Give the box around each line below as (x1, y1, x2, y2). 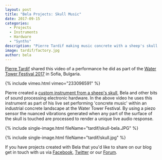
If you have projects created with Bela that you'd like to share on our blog (5, 144, 152, 150)
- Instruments (9, 30, 38, 35)
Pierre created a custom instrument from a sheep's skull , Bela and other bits (5, 90, 158, 96)
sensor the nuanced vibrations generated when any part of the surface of (5, 111, 153, 117)
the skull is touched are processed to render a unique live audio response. (5, 116, 154, 122)
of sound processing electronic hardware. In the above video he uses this (5, 95, 152, 101)
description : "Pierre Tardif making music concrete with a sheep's (5, 43, 145, 48)
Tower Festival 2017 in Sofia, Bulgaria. (5, 71, 81, 77)
